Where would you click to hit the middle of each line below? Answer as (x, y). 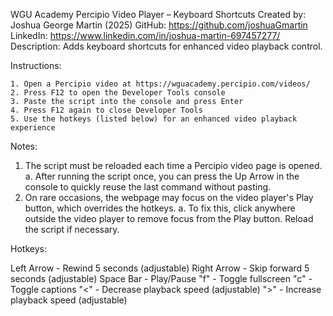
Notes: (24, 146)
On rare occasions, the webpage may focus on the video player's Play (169, 197)
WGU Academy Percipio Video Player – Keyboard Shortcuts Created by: (158, 14)
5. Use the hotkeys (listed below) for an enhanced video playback (154, 119)
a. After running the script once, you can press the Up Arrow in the (162, 176)
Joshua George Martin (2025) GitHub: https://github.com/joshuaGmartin (159, 25)
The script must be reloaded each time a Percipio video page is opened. (173, 165)
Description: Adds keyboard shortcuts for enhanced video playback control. (166, 46)
